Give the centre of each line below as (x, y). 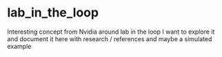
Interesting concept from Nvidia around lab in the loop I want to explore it (111, 32)
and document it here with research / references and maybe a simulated (110, 38)
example (19, 46)
